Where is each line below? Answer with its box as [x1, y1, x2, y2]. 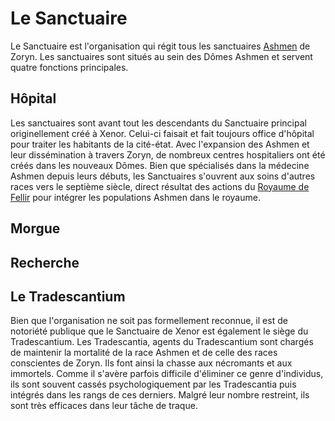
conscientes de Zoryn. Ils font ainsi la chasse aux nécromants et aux [10, 357, 293, 369]
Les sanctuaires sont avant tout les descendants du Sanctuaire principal [10, 117, 307, 129]
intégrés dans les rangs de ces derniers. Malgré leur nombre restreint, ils [10, 389, 310, 401]
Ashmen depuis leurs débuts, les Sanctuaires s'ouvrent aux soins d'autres [10, 170, 316, 182]
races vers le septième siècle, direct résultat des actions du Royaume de [10, 180, 310, 192]
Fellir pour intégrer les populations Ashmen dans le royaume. [10, 191, 261, 203]
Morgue [10, 220, 61, 237]
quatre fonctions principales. [10, 61, 129, 73]
